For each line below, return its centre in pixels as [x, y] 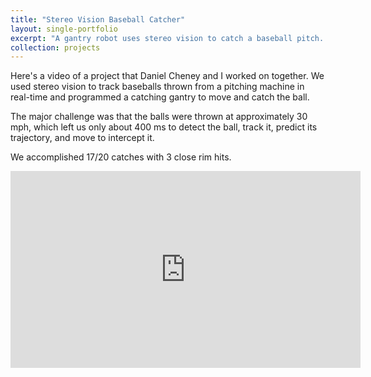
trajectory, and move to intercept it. [82, 138]
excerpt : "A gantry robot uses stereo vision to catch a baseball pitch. [167, 38]
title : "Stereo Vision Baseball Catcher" [98, 19]
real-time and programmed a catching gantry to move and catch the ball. [160, 97]
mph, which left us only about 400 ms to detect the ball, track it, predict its [164, 127]
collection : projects [55, 47]
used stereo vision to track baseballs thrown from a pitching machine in [157, 87]
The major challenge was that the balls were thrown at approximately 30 [159, 117]
